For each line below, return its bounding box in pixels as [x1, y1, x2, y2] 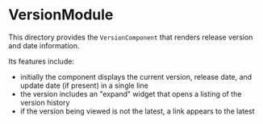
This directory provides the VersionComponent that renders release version [8, 32, 253, 42]
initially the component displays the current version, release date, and [19, 72, 253, 81]
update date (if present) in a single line [19, 81, 149, 90]
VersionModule [8, 6, 114, 24]
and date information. [8, 40, 80, 50]
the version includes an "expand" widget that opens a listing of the [19, 89, 242, 98]
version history [19, 97, 70, 107]
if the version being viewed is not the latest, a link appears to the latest [19, 106, 256, 116]
